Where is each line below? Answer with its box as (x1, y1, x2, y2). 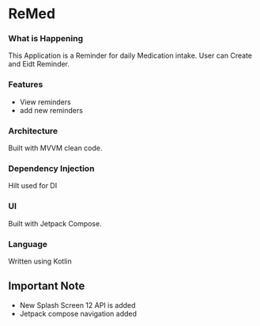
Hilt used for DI (8, 181, 58, 191)
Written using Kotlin (8, 256, 73, 266)
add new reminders (19, 105, 83, 115)
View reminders (19, 97, 71, 107)
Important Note (8, 279, 85, 293)
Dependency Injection (8, 163, 95, 174)
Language (8, 238, 48, 249)
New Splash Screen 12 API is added (19, 300, 136, 309)
